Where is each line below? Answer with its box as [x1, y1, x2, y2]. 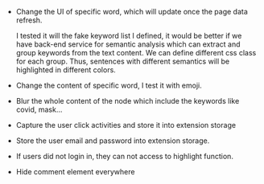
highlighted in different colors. [15, 65, 117, 75]
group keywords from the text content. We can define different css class [15, 48, 257, 57]
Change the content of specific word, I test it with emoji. [15, 80, 203, 90]
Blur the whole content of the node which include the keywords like [15, 96, 240, 105]
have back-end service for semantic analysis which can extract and [15, 39, 241, 49]
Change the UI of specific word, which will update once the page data [15, 7, 248, 16]
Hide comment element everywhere [15, 167, 135, 176]
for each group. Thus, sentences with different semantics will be [15, 56, 230, 66]
